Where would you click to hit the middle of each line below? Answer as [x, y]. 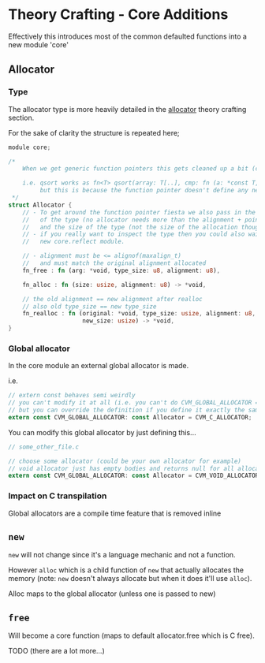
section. [21, 117]
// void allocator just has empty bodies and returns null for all [121, 468]
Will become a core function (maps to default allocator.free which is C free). [131, 635]
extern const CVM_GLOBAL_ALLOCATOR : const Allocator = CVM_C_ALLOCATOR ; [130, 417]
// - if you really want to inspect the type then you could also [134, 234]
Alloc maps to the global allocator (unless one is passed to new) [112, 594]
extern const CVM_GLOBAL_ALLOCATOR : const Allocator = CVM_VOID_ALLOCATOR [134, 476]
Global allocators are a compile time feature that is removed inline [115, 513]
